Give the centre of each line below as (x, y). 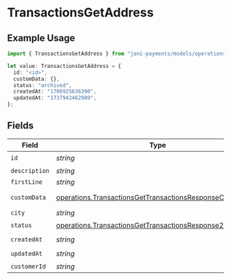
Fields (21, 126)
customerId (28, 266)
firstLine (26, 182)
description (30, 171)
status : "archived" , (43, 85)
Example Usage (41, 38)
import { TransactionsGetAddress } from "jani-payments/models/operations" (118, 54)
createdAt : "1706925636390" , (55, 92)
